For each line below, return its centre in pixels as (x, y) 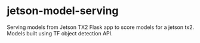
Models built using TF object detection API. (60, 33)
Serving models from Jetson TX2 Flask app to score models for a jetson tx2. (101, 27)
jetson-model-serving (63, 11)
